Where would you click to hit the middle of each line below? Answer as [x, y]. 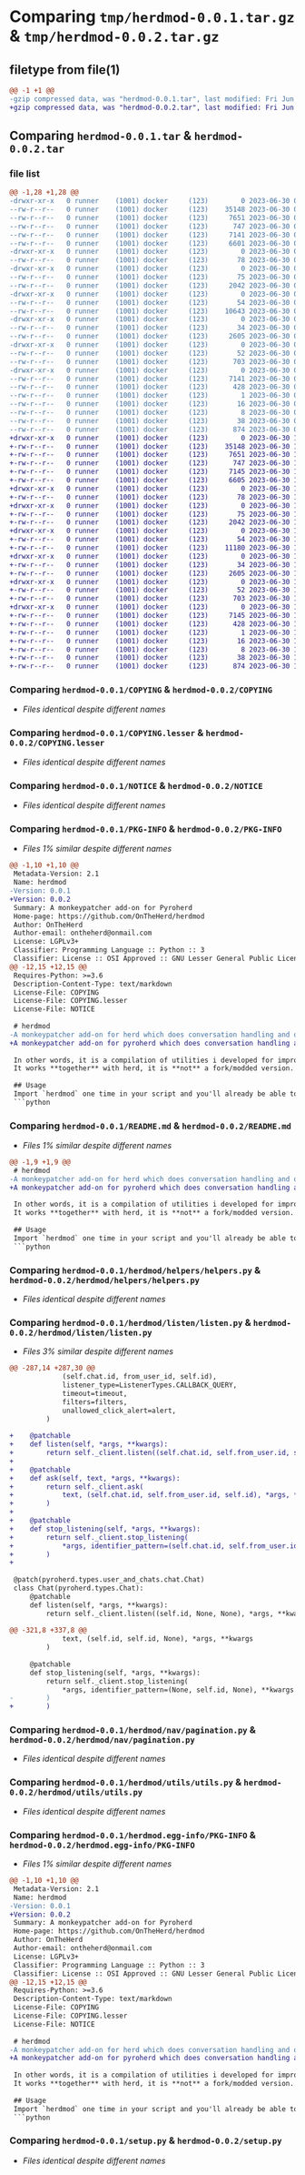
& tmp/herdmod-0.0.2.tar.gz [114, 36]
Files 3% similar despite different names [98, 1351]
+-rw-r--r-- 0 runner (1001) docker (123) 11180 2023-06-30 [150, 548]
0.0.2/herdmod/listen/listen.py [81, 1332]
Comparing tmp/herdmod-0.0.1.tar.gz [152, 17]
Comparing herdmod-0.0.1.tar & [101, 136]
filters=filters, [95, 1402]
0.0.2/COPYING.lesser [57, 743]
